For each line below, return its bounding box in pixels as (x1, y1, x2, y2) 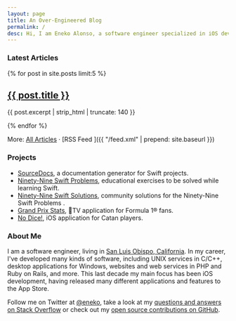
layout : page (7, 10, 46, 18)
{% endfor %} (7, 122, 48, 130)
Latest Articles (7, 53, 58, 63)
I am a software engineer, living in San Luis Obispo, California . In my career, (7, 247, 226, 255)
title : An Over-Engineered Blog (7, 17, 102, 24)
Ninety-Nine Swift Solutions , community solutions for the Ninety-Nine (17, 191, 219, 199)
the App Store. (7, 284, 49, 292)
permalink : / (7, 23, 46, 30)
